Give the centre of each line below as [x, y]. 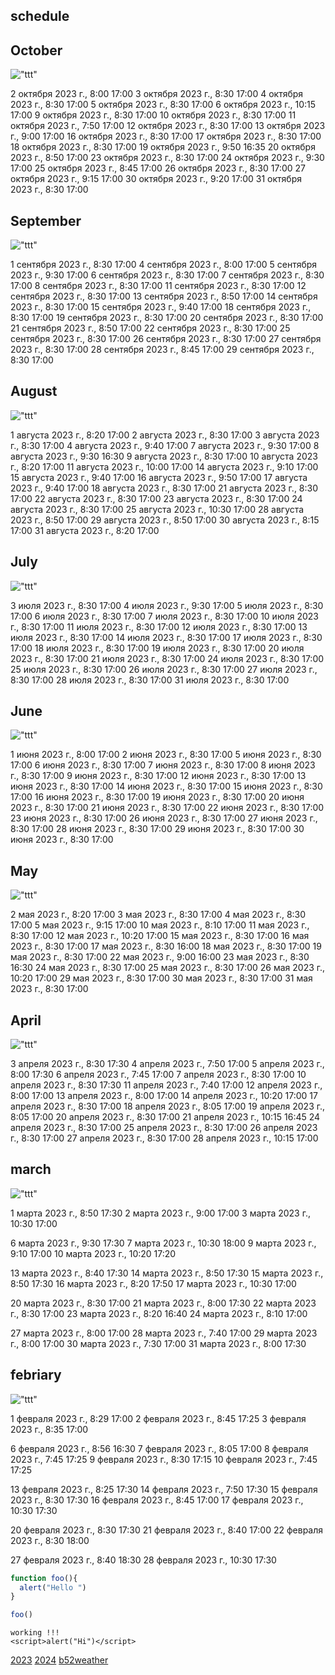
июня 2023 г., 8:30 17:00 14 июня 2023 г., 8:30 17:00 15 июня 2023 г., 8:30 [166, 786]
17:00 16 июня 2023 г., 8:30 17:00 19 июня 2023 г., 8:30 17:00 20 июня [157, 797]
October [36, 50]
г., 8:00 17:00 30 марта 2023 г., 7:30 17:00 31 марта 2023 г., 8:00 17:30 [158, 1343]
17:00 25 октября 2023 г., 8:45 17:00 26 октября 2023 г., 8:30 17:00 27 [158, 168]
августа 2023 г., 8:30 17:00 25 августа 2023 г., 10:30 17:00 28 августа [157, 509]
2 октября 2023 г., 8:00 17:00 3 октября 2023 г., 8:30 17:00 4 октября [157, 94]
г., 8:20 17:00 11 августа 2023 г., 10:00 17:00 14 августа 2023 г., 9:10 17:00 [164, 466]
